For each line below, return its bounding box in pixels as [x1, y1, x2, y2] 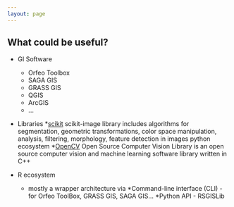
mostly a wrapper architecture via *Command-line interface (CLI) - [27, 184, 223, 193]
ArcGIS [27, 99, 49, 107]
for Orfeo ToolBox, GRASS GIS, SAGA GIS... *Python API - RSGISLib [27, 192, 225, 201]
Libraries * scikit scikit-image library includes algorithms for [17, 120, 190, 128]
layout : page [7, 10, 46, 18]
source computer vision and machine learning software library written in [17, 149, 228, 158]
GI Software [17, 55, 53, 63]
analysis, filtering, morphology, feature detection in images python [17, 134, 211, 143]
